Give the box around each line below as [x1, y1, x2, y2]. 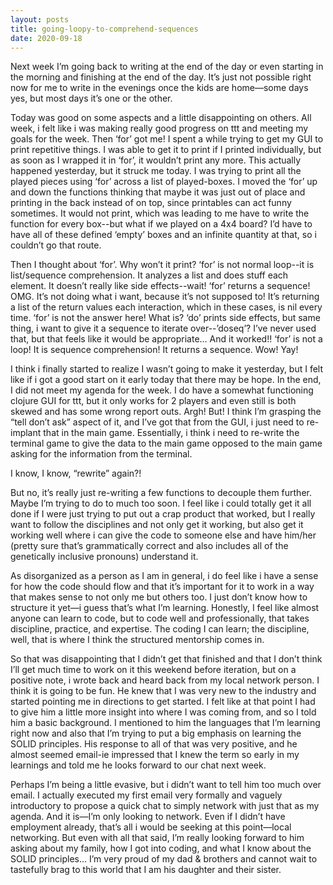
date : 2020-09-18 [10, 33, 83, 43]
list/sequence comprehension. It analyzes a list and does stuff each [10, 269, 289, 281]
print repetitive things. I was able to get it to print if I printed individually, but [10, 144, 322, 156]
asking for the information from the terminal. [10, 448, 193, 460]
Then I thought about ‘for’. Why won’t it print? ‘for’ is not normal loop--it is [10, 259, 315, 271]
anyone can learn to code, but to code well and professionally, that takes [10, 612, 310, 625]
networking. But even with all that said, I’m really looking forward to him [10, 832, 305, 844]
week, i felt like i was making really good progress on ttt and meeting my [10, 122, 309, 135]
